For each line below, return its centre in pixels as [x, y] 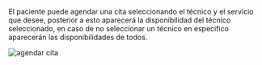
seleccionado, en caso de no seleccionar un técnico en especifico [118, 28]
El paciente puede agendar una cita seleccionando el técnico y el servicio [131, 12]
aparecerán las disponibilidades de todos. [78, 37]
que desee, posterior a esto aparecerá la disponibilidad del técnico [120, 20]
